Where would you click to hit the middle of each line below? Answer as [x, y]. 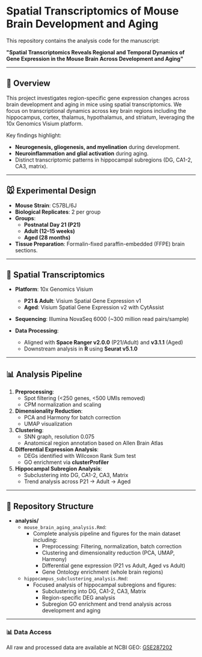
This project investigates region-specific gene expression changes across [98, 98]
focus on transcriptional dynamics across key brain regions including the [96, 110]
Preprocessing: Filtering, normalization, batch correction [112, 546]
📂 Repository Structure [50, 506]
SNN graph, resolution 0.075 [59, 437]
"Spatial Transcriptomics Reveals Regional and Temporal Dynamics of [96, 52]
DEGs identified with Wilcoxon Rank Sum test [80, 456]
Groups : [25, 218]
